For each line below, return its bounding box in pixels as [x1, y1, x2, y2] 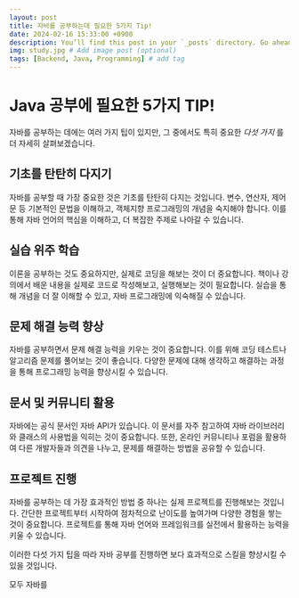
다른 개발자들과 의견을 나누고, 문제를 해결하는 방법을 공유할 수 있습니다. [18, 443, 265, 454]
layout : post [9, 12, 58, 22]
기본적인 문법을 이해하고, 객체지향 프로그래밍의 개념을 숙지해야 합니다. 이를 [28, 202, 287, 214]
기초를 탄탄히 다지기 [9, 167, 112, 182]
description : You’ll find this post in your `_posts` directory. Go [9, 37, 269, 47]
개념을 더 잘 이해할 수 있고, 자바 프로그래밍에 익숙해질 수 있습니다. [18, 291, 246, 301]
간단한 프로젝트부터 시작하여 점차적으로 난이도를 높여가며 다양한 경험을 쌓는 [20, 508, 283, 518]
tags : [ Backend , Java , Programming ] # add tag [9, 54, 185, 63]
